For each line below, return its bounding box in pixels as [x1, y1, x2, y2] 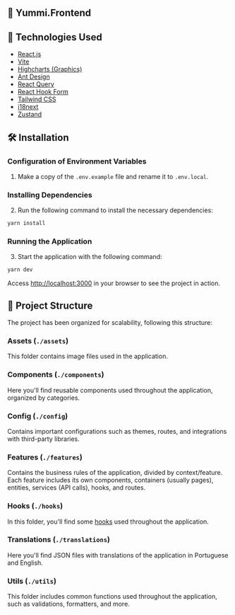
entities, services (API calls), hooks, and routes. [7, 483, 146, 492]
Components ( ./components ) [7, 369, 104, 379]
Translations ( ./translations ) [7, 535, 111, 545]
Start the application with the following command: [17, 253, 162, 261]
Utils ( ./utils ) [7, 576, 56, 586]
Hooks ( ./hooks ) [7, 501, 64, 511]
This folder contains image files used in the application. [7, 352, 168, 361]
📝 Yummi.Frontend [7, 7, 92, 19]
